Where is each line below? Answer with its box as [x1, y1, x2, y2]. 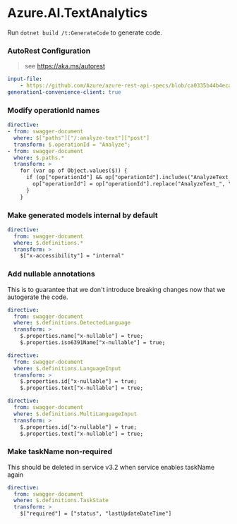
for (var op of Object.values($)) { [20, 167, 128, 174]
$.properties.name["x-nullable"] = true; [20, 333, 143, 340]
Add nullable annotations [7, 269, 95, 279]
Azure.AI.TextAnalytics [7, 5, 148, 21]
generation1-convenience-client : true [7, 88, 121, 96]
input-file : [7, 75, 42, 83]
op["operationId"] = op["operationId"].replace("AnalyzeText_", [32, 181, 226, 188]
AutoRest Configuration [7, 46, 91, 56]
